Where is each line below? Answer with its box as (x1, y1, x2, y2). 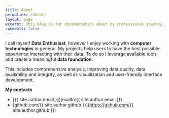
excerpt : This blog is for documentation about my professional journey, (5, 21, 165, 27)
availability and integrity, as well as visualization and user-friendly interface (5, 71, 162, 77)
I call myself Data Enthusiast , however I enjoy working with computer (5, 40, 152, 46)
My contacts (5, 87, 32, 93)
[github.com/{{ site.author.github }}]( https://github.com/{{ (12, 102, 133, 108)
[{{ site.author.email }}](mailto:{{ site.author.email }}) (12, 97, 123, 103)
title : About (5, 7, 33, 13)
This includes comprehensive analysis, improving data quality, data (5, 66, 146, 72)
